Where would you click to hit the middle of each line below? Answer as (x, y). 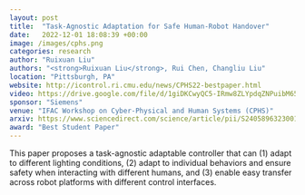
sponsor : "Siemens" (46, 102)
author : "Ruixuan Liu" (52, 60)
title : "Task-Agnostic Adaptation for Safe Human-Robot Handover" (140, 26)
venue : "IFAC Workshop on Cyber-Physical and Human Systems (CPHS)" (142, 111)
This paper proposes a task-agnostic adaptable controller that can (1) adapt (151, 153)
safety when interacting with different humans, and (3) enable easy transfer (151, 172)
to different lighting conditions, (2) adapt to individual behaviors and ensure (150, 163)
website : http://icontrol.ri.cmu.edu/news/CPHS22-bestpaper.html (135, 85)
